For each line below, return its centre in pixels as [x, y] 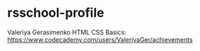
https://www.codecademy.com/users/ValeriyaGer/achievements [100, 39]
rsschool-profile [56, 13]
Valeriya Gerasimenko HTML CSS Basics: [67, 32]
